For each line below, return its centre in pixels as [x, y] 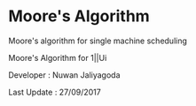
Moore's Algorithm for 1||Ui [58, 57]
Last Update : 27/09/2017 [55, 92]
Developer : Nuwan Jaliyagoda [64, 75]
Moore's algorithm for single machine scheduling [98, 41]
